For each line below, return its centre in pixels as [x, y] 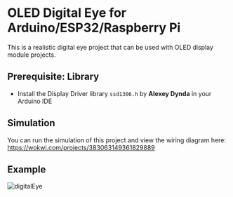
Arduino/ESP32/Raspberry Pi [94, 28]
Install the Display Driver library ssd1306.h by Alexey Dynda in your [114, 93]
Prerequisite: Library [53, 77]
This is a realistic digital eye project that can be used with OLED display [111, 47]
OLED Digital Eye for [67, 13]
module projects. [32, 55]
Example [27, 169]
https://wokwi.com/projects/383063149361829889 [81, 147]
